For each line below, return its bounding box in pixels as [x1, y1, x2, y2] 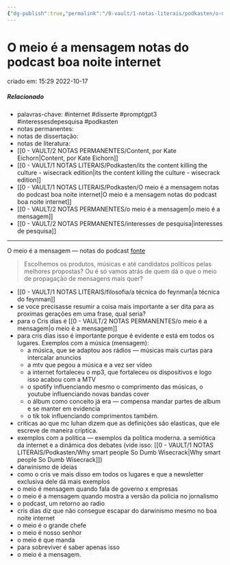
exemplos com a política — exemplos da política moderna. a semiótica [16, 433, 216, 441]
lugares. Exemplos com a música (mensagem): [16, 338, 149, 347]
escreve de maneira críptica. [16, 426, 98, 435]
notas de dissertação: [16, 132, 79, 140]
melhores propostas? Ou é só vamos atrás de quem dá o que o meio [23, 267, 217, 275]
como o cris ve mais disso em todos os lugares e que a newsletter [16, 470, 204, 478]
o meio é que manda [16, 535, 75, 544]
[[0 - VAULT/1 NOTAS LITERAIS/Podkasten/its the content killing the [16, 161, 208, 169]
